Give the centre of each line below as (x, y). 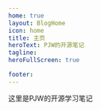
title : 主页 (27, 38)
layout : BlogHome (37, 23)
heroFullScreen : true (44, 61)
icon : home (26, 30)
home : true (26, 16)
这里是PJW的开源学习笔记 (50, 98)
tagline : (23, 53)
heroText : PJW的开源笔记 (47, 45)
